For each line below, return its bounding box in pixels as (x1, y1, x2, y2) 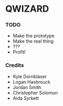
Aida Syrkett (12, 95, 39, 101)
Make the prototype (12, 33, 55, 39)
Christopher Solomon (12, 90, 58, 96)
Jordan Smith (12, 84, 41, 90)
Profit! (12, 49, 26, 55)
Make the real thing (12, 38, 54, 44)
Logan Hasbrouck (12, 78, 51, 85)
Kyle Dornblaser (12, 73, 47, 79)
